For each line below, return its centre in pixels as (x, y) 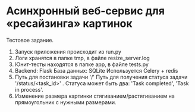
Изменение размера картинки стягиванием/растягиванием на (95, 96)
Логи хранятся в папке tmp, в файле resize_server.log (82, 58)
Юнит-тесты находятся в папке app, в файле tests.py (81, 64)
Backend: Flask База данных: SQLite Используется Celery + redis (96, 70)
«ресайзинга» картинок (69, 24)
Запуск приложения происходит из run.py (68, 51)
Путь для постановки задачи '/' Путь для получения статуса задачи (101, 77)
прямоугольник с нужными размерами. (66, 102)
